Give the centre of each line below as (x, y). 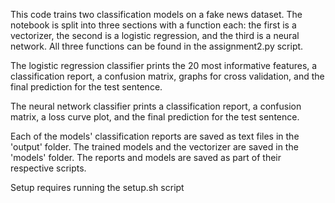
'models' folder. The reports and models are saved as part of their (146, 157)
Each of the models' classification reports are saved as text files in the (155, 136)
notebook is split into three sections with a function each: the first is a (153, 25)
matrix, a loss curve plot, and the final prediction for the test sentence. (155, 117)
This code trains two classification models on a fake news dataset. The (156, 14)
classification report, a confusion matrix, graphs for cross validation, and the (167, 76)
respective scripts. (48, 168)
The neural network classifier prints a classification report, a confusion (156, 106)
